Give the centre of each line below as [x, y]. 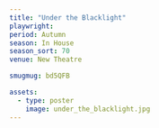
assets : [24, 92]
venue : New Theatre [46, 59]
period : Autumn [38, 34]
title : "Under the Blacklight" [68, 18]
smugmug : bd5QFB [40, 76]
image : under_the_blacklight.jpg [88, 109]
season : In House [42, 43]
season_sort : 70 [40, 51]
